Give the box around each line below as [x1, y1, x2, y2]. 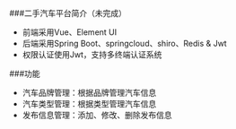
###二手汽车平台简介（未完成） [9, 8, 127, 18]
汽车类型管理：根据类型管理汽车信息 [22, 99, 157, 109]
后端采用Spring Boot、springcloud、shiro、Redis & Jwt [22, 39, 227, 48]
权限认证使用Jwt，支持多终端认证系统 [22, 49, 162, 60]
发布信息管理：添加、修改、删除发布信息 [22, 110, 172, 120]
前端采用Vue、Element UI [22, 27, 118, 38]
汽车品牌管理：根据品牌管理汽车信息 [22, 88, 157, 98]
